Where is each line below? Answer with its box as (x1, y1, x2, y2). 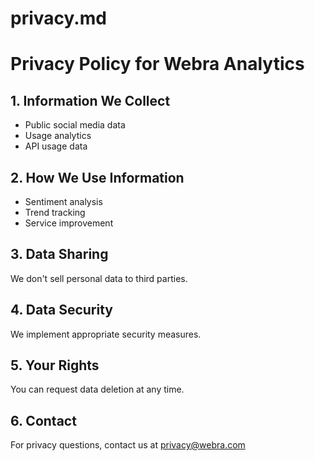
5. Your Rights (10, 357, 100, 374)
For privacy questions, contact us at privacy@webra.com (10, 439, 246, 451)
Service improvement (24, 217, 114, 229)
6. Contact (10, 412, 77, 429)
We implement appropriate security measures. (10, 328, 202, 340)
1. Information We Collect (10, 92, 171, 109)
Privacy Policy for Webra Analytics (10, 53, 305, 76)
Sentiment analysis (24, 196, 103, 207)
